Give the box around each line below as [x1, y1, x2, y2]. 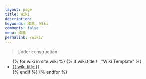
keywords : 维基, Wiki [5, 21, 49, 26]
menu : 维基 [5, 30, 26, 35]
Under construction [17, 48, 58, 55]
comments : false [5, 26, 39, 31]
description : [5, 16, 32, 21]
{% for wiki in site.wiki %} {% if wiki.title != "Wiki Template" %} [12, 58, 142, 64]
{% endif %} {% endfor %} [12, 69, 68, 75]
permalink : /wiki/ [5, 35, 43, 40]
